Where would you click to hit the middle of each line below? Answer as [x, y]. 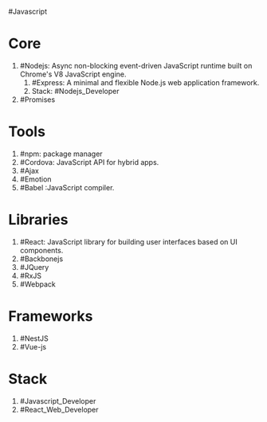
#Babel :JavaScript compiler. [67, 187]
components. [41, 250]
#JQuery [34, 267]
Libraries [38, 220]
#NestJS [34, 338]
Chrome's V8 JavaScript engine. [73, 74]
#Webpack [37, 284]
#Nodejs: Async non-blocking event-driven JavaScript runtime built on [136, 65]
